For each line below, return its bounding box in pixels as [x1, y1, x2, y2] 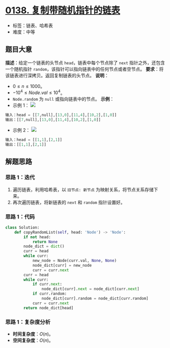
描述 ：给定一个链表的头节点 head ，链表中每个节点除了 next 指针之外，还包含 [5, 60, 165, 66]
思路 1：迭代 [5, 174, 35, 181]
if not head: [23, 235, 51, 240]
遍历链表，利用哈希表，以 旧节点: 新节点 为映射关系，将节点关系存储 [12, 186, 154, 192]
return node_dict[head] [23, 305, 74, 310]
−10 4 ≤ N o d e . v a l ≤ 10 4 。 [12, 89, 65, 96]
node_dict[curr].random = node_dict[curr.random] [41, 296, 149, 301]
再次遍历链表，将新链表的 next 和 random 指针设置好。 [12, 199, 125, 205]
